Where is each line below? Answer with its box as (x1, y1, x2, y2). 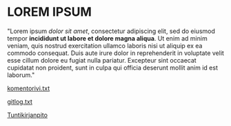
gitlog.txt (7, 97, 33, 105)
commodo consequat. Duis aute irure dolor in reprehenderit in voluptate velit (7, 49, 224, 57)
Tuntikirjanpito (7, 111, 48, 119)
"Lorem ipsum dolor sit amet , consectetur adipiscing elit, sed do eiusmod (7, 27, 216, 35)
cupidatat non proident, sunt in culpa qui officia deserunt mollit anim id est (7, 63, 219, 72)
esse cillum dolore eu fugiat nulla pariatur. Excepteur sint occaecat (7, 56, 197, 64)
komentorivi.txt (7, 84, 50, 92)
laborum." (7, 70, 35, 79)
